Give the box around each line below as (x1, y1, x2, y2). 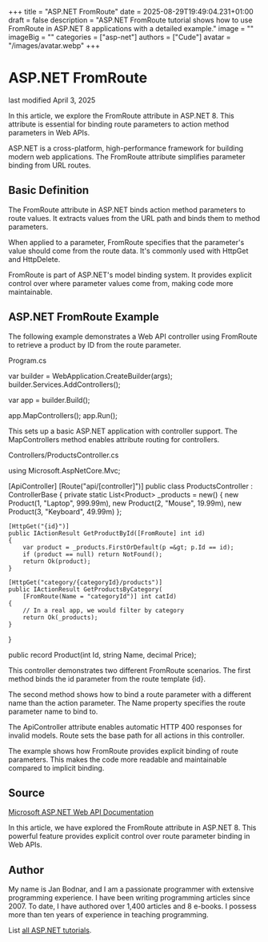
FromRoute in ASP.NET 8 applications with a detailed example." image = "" (8, 24, 254, 33)
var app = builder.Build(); (8, 395, 90, 405)
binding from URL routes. (8, 160, 91, 170)
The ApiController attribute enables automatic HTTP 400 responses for (8, 722, 242, 731)
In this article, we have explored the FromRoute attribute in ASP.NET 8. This (8, 823, 257, 832)
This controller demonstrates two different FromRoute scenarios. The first (8, 665, 251, 675)
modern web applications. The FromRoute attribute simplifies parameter (8, 151, 246, 161)
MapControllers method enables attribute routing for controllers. (8, 434, 220, 444)
